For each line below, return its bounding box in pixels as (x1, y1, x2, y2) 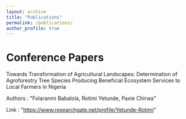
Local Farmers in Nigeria (6, 83, 67, 90)
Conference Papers (6, 51, 104, 64)
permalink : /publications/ (6, 20, 73, 26)
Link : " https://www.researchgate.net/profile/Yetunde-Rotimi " (6, 107, 156, 114)
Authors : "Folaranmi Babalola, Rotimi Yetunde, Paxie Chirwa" (6, 95, 156, 102)
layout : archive (6, 8, 46, 15)
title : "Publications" (6, 14, 62, 20)
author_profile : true (6, 25, 60, 32)
